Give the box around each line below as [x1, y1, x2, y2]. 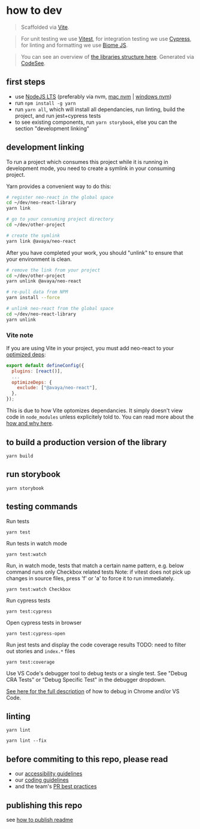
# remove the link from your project [6, 267, 101, 273]
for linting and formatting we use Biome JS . [20, 41, 128, 49]
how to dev [6, 4, 63, 17]
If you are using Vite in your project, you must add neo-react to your [6, 344, 174, 351]
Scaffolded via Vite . [20, 23, 69, 31]
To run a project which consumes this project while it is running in [6, 158, 169, 165]
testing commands [6, 502, 78, 512]
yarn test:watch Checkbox [6, 586, 71, 592]
